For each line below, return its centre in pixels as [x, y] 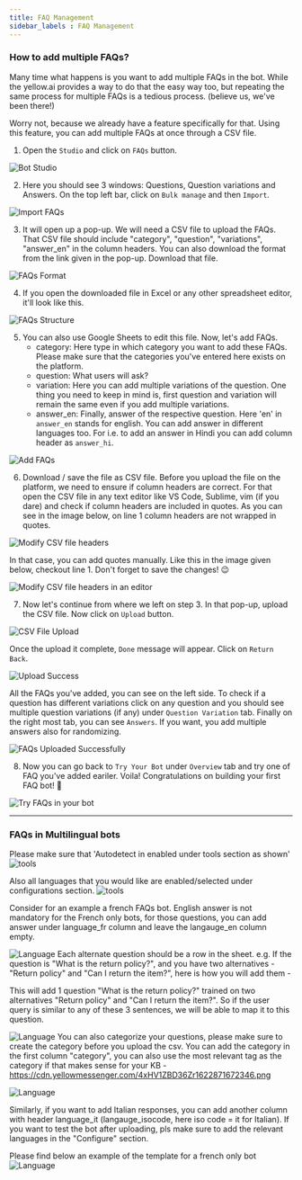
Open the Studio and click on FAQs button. [100, 150]
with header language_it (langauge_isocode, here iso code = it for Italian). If [149, 1120]
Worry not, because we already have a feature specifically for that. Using [145, 123]
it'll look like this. [53, 302]
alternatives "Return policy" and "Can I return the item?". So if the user [140, 1000]
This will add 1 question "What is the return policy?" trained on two [133, 991]
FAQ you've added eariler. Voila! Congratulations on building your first [151, 775]
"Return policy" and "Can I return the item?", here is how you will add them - [150, 973]
